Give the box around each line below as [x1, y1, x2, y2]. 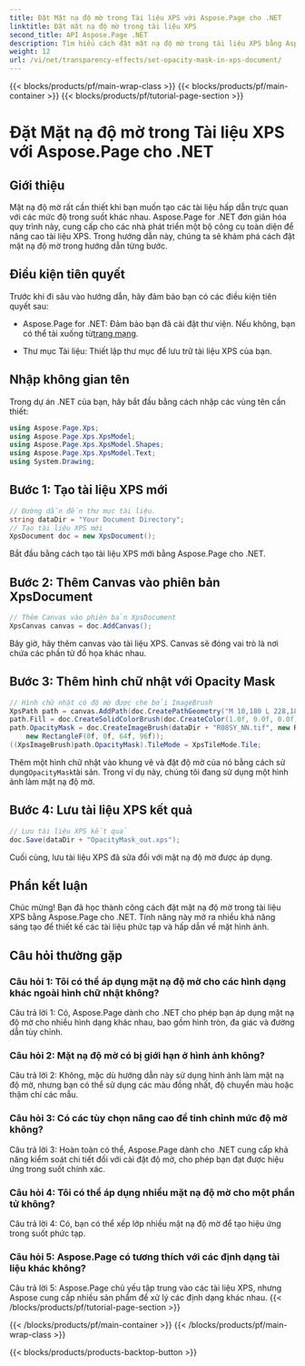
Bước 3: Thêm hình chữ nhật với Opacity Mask [9, 674, 276, 690]
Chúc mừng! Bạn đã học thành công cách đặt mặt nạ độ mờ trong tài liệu [9, 902, 281, 913]
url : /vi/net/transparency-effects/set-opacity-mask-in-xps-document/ [9, 56, 282, 65]
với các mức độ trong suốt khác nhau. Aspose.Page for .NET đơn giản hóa [9, 211, 288, 222]
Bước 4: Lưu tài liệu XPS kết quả [9, 803, 193, 818]
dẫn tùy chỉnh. [9, 1027, 64, 1037]
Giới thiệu [9, 177, 65, 193]
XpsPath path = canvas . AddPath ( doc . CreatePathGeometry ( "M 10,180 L [9, 706, 271, 715]
